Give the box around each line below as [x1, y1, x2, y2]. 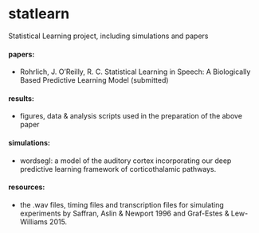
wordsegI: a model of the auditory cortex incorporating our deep [19, 156, 232, 165]
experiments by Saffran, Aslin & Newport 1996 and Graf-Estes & [19, 208, 230, 218]
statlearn [8, 5, 70, 23]
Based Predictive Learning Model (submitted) [19, 76, 169, 85]
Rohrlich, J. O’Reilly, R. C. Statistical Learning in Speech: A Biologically [19, 67, 251, 76]
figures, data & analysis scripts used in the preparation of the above [19, 111, 243, 121]
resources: [8, 182, 45, 192]
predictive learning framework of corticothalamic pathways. [19, 164, 217, 173]
